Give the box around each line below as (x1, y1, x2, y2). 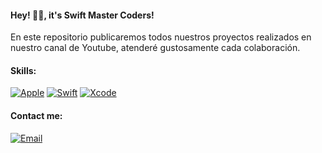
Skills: (10, 64, 37, 76)
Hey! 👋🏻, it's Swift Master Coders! (10, 9, 155, 21)
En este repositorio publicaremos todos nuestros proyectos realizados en (10, 31, 312, 43)
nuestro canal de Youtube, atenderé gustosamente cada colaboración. (10, 42, 301, 54)
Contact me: (10, 110, 63, 121)
